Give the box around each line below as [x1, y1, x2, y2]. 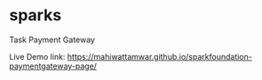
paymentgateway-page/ [9, 61, 98, 71]
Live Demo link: [9, 51, 66, 62]
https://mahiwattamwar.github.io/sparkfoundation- [67, 51, 253, 62]
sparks [9, 5, 62, 25]
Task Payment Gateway [9, 34, 96, 45]
